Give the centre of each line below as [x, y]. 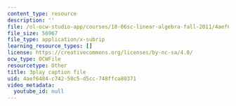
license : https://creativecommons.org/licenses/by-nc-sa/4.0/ [100, 53]
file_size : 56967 [33, 33]
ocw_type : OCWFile [34, 59]
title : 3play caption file [47, 72]
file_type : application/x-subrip [56, 40]
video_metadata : [31, 85]
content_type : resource [42, 14]
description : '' [31, 20]
